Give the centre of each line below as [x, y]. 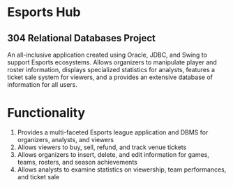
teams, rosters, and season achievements [77, 162]
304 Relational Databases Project [81, 38]
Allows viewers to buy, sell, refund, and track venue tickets [102, 147]
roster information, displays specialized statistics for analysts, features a [111, 70]
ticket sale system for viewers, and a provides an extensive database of [110, 77]
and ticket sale [38, 176]
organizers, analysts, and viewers [66, 139]
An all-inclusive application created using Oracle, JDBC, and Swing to [107, 55]
